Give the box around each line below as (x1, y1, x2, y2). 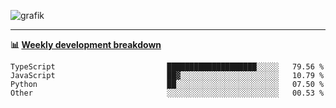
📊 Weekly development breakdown (10, 39, 162, 50)
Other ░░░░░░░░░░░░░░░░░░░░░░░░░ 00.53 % (10, 88, 325, 98)
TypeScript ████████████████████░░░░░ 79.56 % (10, 62, 325, 72)
